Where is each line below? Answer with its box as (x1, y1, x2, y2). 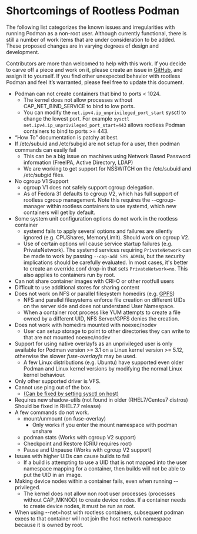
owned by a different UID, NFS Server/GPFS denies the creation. (23, 315, 179, 322)
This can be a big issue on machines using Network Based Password (23, 152, 191, 159)
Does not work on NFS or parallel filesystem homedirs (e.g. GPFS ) (14, 290, 175, 297)
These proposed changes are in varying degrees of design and (6, 42, 159, 49)
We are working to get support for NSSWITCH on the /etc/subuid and (23, 165, 191, 172)
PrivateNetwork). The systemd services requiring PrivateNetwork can (23, 246, 192, 253)
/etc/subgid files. (23, 171, 65, 178)
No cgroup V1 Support (14, 178, 69, 185)
